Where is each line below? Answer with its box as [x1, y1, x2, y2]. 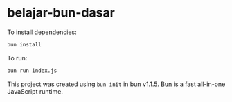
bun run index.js [7, 67, 57, 74]
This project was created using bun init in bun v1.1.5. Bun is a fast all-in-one [7, 80, 226, 88]
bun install [7, 41, 42, 48]
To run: [7, 53, 28, 62]
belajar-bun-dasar [7, 5, 116, 21]
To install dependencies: [7, 28, 78, 36]
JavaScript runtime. [7, 87, 64, 95]
